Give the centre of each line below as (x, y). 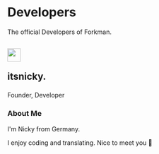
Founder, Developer (36, 95)
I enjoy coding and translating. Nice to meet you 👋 (80, 143)
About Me (25, 114)
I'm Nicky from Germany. (43, 129)
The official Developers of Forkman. (59, 32)
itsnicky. (27, 77)
